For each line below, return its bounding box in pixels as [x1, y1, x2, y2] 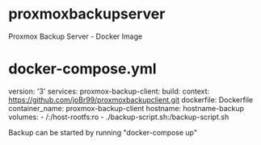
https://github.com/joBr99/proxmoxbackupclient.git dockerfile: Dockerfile [8, 94, 254, 105]
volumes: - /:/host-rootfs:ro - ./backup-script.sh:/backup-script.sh [8, 112, 229, 122]
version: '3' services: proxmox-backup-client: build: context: [8, 86, 210, 96]
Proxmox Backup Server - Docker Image [8, 31, 143, 41]
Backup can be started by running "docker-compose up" [8, 127, 198, 137]
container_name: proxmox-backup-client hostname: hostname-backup [8, 103, 245, 113]
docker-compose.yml [8, 60, 157, 78]
